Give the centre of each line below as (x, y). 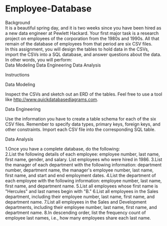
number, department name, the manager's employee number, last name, (79, 170)
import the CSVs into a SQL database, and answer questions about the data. (83, 54)
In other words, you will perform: (39, 59)
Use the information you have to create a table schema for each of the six (81, 118)
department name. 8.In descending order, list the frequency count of (76, 212)
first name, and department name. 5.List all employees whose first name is (82, 186)
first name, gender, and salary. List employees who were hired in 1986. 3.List (84, 159)
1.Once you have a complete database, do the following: (63, 148)
